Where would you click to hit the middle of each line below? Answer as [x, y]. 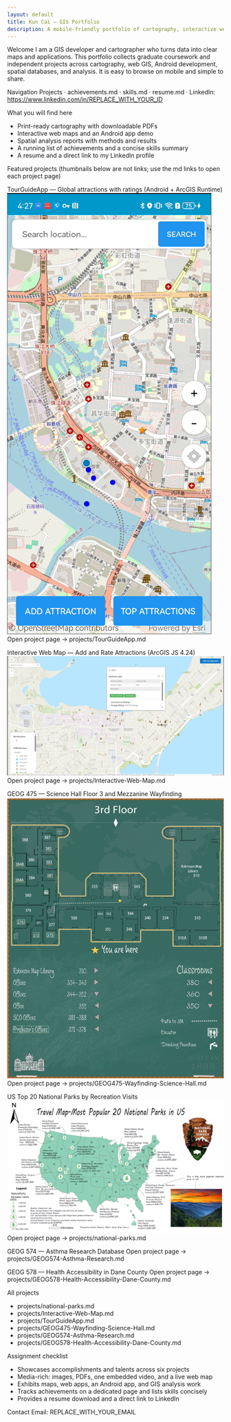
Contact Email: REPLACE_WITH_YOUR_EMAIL [71, 1412]
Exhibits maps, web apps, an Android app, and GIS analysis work [109, 1384]
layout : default [30, 14]
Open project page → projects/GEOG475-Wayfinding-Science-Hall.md [107, 1084]
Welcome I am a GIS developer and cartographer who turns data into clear [112, 50]
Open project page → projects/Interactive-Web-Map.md [87, 780]
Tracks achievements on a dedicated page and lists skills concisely [112, 1392]
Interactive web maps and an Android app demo [85, 134]
